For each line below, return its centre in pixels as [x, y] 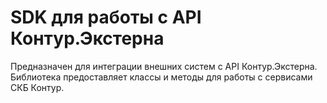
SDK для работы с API [106, 17]
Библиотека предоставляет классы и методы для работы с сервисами [161, 77]
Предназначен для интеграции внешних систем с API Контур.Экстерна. [164, 66]
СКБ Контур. [37, 87]
